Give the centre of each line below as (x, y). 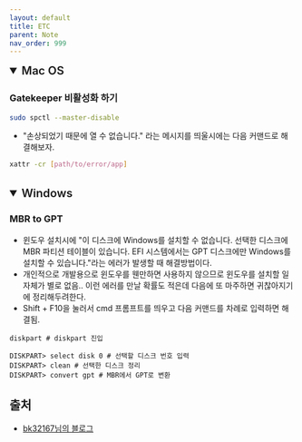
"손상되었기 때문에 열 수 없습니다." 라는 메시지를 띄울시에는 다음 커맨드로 (151, 136)
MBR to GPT (36, 219)
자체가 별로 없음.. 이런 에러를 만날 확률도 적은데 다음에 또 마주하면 (138, 285)
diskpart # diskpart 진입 (57, 338)
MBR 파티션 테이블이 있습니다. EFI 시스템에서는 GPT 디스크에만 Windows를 (157, 251)
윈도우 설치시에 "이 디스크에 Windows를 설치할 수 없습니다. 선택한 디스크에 (155, 240)
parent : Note (34, 34)
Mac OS (43, 71)
